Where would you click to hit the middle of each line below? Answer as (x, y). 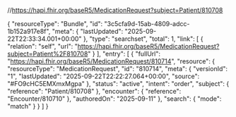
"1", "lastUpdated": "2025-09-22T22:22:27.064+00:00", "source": (104, 76)
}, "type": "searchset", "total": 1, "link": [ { (143, 39)
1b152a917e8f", (29, 31)
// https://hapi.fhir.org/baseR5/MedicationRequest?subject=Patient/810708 (115, 10)
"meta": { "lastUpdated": (88, 31)
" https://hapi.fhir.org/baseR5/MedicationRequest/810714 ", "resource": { (111, 61)
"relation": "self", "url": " (42, 46)
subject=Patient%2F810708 (48, 54)
